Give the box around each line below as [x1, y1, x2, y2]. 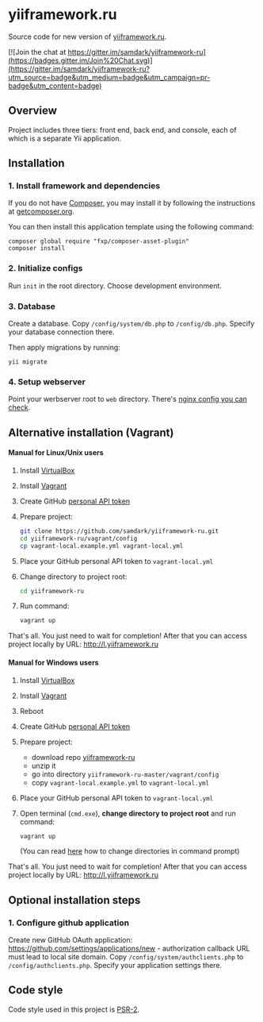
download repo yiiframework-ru [31, 752, 135, 762]
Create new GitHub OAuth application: [8, 935, 133, 945]
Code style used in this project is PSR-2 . [8, 1005, 140, 1014]
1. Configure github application [8, 917, 129, 928]
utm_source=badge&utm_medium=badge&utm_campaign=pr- [8, 72, 211, 82]
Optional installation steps [8, 893, 141, 907]
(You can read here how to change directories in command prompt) [19, 847, 240, 856]
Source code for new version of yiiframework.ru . [8, 32, 167, 41]
